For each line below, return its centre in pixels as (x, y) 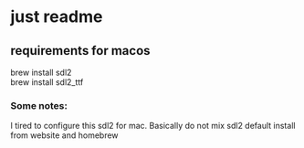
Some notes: (39, 105)
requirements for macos (80, 51)
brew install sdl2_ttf (47, 82)
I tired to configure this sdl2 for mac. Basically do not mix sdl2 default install (153, 126)
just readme (57, 17)
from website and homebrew (64, 135)
